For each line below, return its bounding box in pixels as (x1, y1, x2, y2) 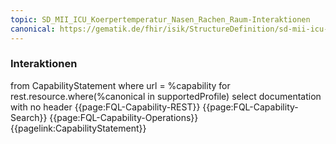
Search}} (10, 111, 48, 123)
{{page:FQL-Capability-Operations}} (49, 111, 199, 123)
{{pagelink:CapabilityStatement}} (10, 122, 147, 134)
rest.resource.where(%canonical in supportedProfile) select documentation (10, 90, 322, 102)
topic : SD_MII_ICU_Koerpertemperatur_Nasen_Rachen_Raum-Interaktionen (10, 14, 311, 25)
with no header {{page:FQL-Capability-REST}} (10, 101, 201, 113)
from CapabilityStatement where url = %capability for (10, 79, 231, 91)
